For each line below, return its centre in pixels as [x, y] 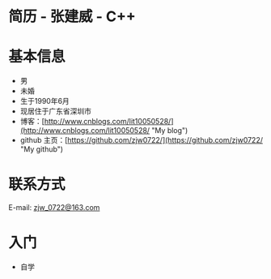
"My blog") [170, 131]
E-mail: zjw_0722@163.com [54, 208]
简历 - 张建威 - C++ [72, 17]
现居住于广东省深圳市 [55, 111]
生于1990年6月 [45, 101]
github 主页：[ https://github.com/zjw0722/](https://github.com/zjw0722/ [141, 140]
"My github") [41, 149]
